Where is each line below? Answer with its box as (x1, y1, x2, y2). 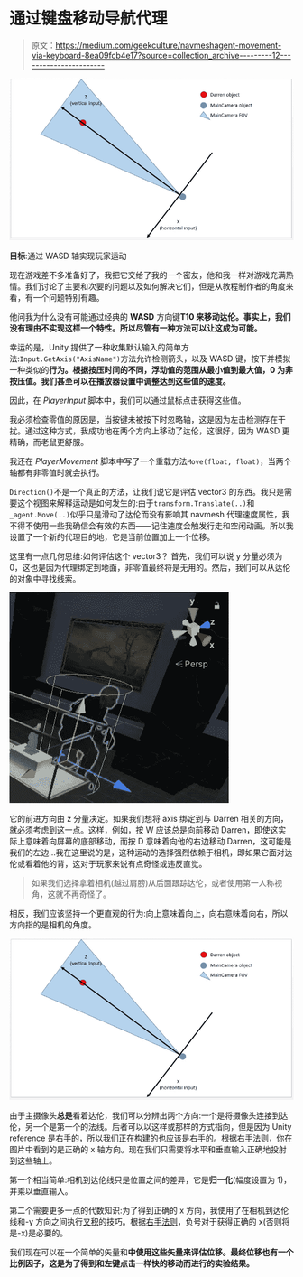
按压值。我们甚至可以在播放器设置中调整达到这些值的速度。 (9, 376, 231, 387)
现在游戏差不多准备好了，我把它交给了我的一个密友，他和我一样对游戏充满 (9, 269, 286, 280)
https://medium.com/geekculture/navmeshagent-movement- (55, 40, 282, 51)
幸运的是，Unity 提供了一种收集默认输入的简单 (9, 341, 182, 352)
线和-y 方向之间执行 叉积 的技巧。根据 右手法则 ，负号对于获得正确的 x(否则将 (9, 1216, 290, 1227)
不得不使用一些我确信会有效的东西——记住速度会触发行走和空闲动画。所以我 (9, 520, 294, 531)
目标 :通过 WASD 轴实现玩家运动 (9, 250, 127, 261)
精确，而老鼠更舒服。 (9, 436, 88, 447)
